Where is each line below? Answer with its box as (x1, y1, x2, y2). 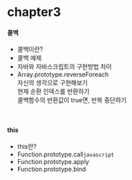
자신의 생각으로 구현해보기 (17, 79, 88, 87)
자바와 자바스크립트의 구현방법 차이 (17, 63, 112, 71)
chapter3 (7, 4, 61, 20)
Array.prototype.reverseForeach (17, 70, 109, 79)
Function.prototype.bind (17, 165, 86, 173)
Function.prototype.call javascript (17, 150, 115, 158)
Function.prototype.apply (17, 157, 90, 165)
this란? (17, 142, 37, 150)
